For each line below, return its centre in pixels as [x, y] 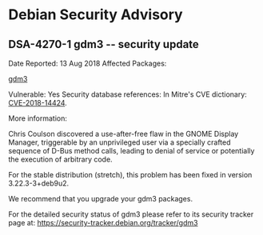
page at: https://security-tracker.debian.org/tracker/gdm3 [103, 223]
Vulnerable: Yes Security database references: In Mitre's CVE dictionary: [128, 94]
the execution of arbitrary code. [61, 159]
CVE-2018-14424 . [38, 103]
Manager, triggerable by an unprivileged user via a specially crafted [120, 142]
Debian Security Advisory [96, 15]
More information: [38, 118]
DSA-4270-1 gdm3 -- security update [104, 44]
